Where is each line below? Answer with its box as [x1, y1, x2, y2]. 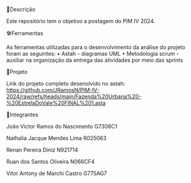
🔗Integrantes [6, 111, 38, 118]
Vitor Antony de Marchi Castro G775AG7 [6, 170, 107, 177]
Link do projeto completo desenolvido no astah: [6, 80, 126, 87]
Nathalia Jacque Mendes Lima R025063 [6, 135, 107, 142]
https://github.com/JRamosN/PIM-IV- [6, 87, 100, 93]
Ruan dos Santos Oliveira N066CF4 [6, 158, 95, 165]
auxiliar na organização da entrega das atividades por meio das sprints [6, 56, 183, 64]
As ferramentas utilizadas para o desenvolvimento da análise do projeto [6, 44, 186, 51]
